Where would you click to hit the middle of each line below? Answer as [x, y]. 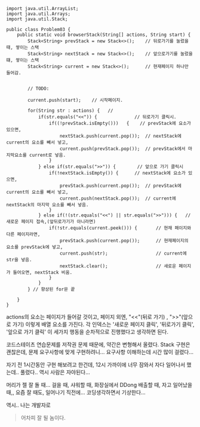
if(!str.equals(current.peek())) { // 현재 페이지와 [120, 228]
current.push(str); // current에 [123, 254]
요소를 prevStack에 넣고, [35, 247]
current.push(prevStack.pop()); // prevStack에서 [123, 149]
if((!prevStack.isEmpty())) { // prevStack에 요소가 [120, 123]
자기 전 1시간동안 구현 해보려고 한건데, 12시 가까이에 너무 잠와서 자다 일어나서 [96, 365]
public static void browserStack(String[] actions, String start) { [104, 35]
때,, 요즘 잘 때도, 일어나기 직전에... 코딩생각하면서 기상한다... [76, 392]
